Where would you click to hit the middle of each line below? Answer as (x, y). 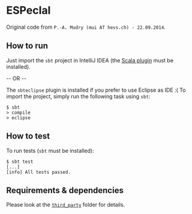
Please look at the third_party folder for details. (66, 205)
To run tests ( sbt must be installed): (50, 150)
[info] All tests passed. (38, 172)
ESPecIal (28, 10)
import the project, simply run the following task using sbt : (78, 96)
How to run (27, 46)
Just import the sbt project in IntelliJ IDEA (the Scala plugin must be (90, 60)
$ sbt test (20, 162)
